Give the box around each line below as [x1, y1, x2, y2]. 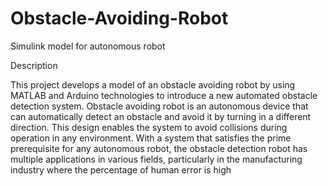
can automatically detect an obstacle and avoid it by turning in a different [10, 110, 312, 122]
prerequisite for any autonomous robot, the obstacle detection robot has [10, 142, 308, 154]
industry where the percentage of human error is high [10, 163, 232, 176]
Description [10, 59, 58, 71]
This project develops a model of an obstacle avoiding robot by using [10, 78, 296, 91]
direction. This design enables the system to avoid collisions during [10, 121, 288, 133]
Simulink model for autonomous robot [10, 40, 166, 52]
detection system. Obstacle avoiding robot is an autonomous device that [10, 100, 309, 112]
